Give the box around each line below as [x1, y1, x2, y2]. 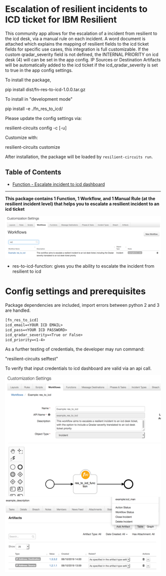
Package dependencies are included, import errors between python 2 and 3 [5, 302, 160, 308]
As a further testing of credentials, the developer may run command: [5, 346, 145, 352]
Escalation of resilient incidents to [5, 3, 148, 15]
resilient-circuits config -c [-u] [5, 125, 67, 131]
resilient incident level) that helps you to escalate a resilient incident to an [5, 201, 160, 207]
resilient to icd [12, 268, 41, 274]
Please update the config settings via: [5, 115, 82, 121]
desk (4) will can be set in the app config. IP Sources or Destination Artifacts [5, 57, 161, 62]
